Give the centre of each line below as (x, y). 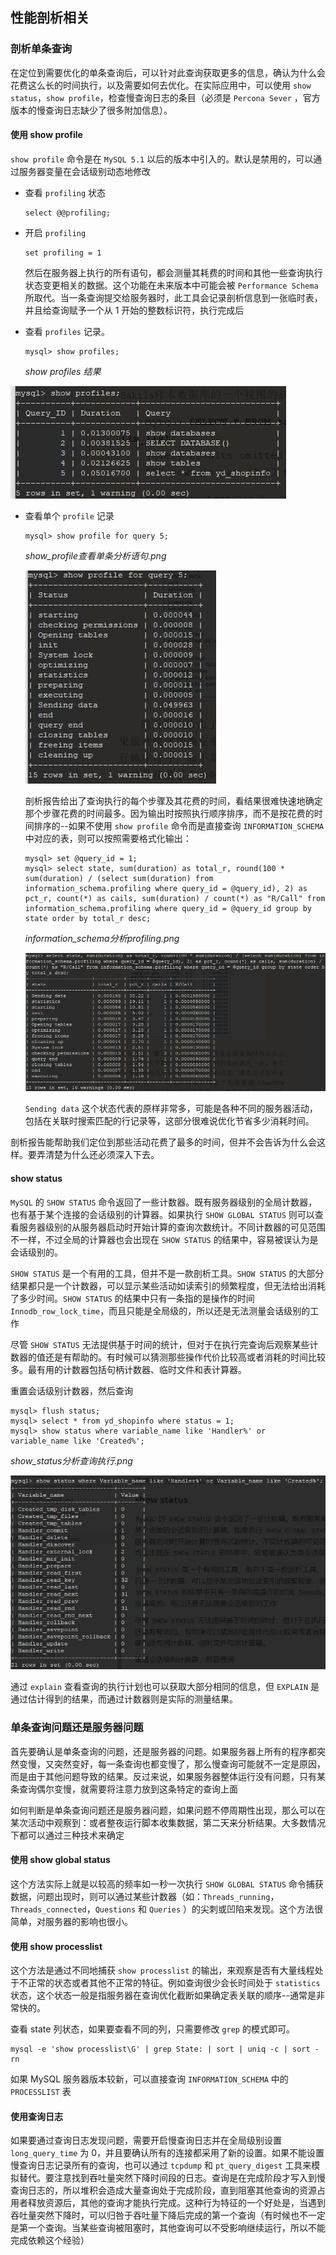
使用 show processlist (56, 1946)
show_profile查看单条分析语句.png (95, 555)
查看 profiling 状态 (65, 192)
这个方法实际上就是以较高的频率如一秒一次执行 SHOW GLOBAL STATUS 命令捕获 (167, 1884)
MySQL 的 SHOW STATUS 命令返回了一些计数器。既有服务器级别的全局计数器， (164, 1202)
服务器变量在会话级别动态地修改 (84, 171)
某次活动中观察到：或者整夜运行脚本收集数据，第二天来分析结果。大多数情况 (168, 1822)
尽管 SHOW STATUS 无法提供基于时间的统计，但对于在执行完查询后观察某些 (160, 1344)
